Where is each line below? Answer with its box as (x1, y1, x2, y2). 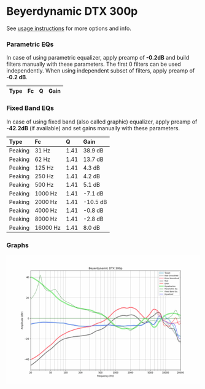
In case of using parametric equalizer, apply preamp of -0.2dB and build (6, 54, 190, 61)
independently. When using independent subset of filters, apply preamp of (6, 67, 195, 74)
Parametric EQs (6, 40, 54, 49)
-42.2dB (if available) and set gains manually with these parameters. (6, 124, 180, 132)
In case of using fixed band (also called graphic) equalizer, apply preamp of (6, 118, 198, 125)
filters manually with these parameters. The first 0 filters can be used (6, 60, 181, 68)
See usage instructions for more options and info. (6, 25, 132, 32)
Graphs (6, 241, 29, 250)
